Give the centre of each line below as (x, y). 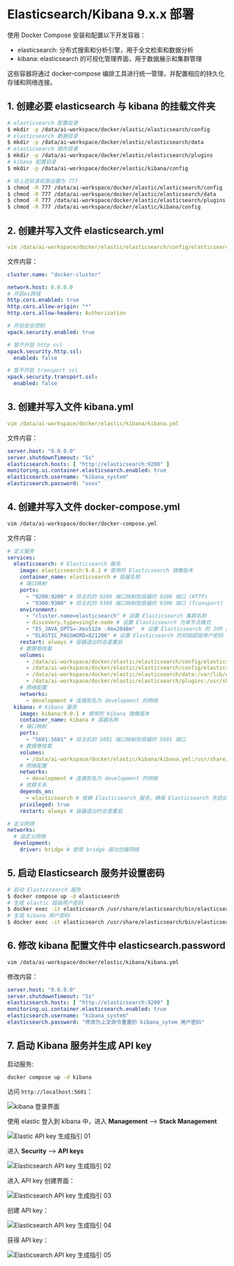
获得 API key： (28, 1240)
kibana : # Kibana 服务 (45, 707)
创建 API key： (28, 1210)
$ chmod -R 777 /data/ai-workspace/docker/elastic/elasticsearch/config (115, 187)
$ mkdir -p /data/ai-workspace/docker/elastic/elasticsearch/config (109, 129)
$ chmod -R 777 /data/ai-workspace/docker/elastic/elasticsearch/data (112, 194)
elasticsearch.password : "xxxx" (54, 484)
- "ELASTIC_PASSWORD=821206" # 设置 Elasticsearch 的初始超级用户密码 (124, 636)
